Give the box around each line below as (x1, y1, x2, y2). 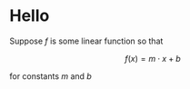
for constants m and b (9, 70, 93, 82)
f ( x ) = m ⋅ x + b (125, 53, 181, 64)
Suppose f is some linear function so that (9, 35, 164, 46)
